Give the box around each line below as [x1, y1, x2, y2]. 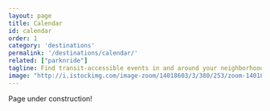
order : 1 [8, 34, 38, 43]
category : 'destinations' [8, 42, 95, 50]
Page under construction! [8, 93, 92, 103]
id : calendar [8, 27, 52, 35]
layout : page [8, 11, 52, 20]
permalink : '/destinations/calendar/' [8, 49, 138, 57]
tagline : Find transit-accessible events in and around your [8, 64, 218, 72]
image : [8, 72, 31, 80]
